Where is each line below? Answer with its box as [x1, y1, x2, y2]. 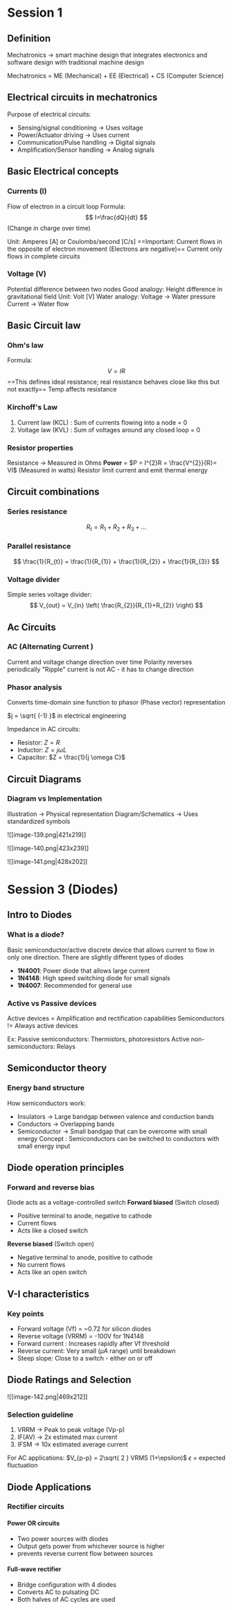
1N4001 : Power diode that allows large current [17, 966, 150, 975]
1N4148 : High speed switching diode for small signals [17, 973, 171, 982]
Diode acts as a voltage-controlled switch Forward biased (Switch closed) [7, 1198, 220, 1207]
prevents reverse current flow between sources [17, 1549, 154, 1557]
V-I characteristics [7, 1288, 90, 1300]
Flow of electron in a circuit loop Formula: [7, 202, 126, 211]
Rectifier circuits [7, 1502, 64, 1512]
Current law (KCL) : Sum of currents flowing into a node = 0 [17, 418, 188, 427]
